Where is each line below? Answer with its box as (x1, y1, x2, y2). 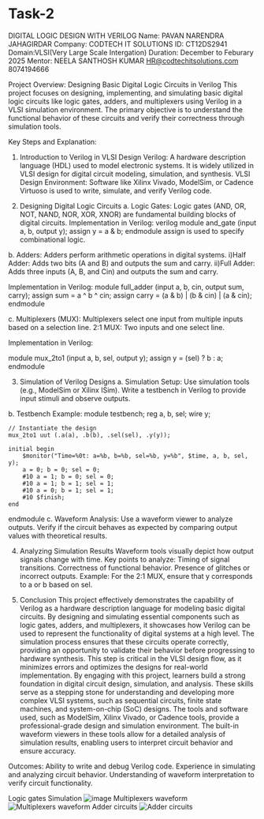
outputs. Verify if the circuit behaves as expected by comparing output (8, 522, 238, 532)
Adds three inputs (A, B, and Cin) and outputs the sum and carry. (8, 266, 219, 276)
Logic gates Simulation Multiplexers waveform (8, 793, 188, 802)
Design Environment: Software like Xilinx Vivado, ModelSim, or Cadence (19, 177, 254, 186)
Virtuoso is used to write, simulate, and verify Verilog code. (19, 186, 212, 195)
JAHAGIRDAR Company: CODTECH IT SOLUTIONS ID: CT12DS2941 (8, 39, 228, 48)
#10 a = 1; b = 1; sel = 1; (22, 479, 114, 487)
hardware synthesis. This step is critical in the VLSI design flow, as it (19, 653, 242, 663)
